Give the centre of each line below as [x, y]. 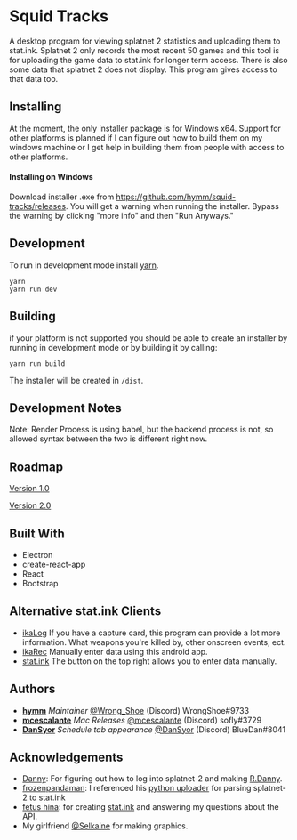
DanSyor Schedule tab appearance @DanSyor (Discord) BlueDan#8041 [154, 729]
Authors [32, 689]
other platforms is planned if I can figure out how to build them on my [136, 137]
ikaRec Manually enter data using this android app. [115, 651]
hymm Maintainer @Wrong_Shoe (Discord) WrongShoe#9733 [136, 710]
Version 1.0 [29, 489]
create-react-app [54, 565]
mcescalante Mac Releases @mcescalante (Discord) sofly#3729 [142, 720]
